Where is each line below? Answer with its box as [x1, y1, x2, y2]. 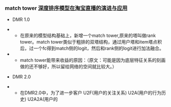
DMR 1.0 [12, 16, 30, 23]
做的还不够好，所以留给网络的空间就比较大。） [20, 63, 117, 70]
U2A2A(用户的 [27, 96, 58, 102]
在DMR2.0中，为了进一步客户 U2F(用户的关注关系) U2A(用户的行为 [20, 90, 162, 96]
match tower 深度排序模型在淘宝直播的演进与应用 [5, 4, 128, 11]
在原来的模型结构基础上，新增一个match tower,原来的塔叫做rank [20, 32, 156, 39]
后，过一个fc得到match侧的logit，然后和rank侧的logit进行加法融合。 [20, 45, 164, 52]
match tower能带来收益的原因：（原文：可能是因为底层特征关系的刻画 [20, 57, 166, 63]
